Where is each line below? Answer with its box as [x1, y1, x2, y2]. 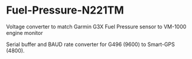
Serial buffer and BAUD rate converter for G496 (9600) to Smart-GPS [6, 41, 175, 48]
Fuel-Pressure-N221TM [6, 4, 124, 17]
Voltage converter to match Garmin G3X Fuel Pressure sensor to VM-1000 [6, 23, 187, 30]
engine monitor [6, 29, 43, 36]
